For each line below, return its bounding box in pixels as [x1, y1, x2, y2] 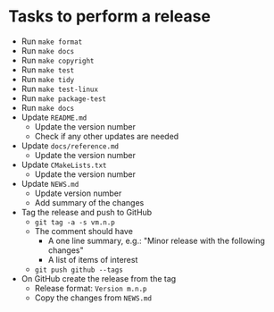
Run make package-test [21, 92, 106, 104]
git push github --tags [34, 266, 124, 274]
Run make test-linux [21, 83, 99, 94]
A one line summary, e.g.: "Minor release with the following [47, 235, 265, 246]
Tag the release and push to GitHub [21, 207, 153, 217]
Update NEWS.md [21, 178, 79, 189]
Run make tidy [21, 73, 75, 84]
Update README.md [21, 112, 87, 122]
